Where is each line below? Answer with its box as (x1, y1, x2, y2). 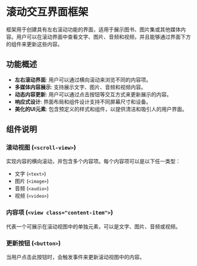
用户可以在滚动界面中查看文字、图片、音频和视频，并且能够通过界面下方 (16, 33, 191, 40)
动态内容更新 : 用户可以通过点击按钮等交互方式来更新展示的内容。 (14, 90, 172, 97)
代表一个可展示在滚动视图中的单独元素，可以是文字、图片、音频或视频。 (6, 223, 181, 230)
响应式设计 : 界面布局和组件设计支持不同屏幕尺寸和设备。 (14, 98, 151, 105)
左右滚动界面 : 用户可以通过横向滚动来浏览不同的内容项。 (14, 76, 151, 83)
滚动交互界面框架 (6, 5, 89, 19)
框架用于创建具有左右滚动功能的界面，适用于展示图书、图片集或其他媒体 (6, 26, 181, 33)
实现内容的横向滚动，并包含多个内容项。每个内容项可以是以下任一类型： (6, 158, 181, 165)
